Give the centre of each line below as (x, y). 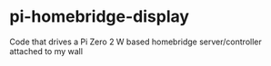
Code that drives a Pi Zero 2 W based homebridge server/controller (135, 42)
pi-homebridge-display (99, 17)
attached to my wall (46, 51)
